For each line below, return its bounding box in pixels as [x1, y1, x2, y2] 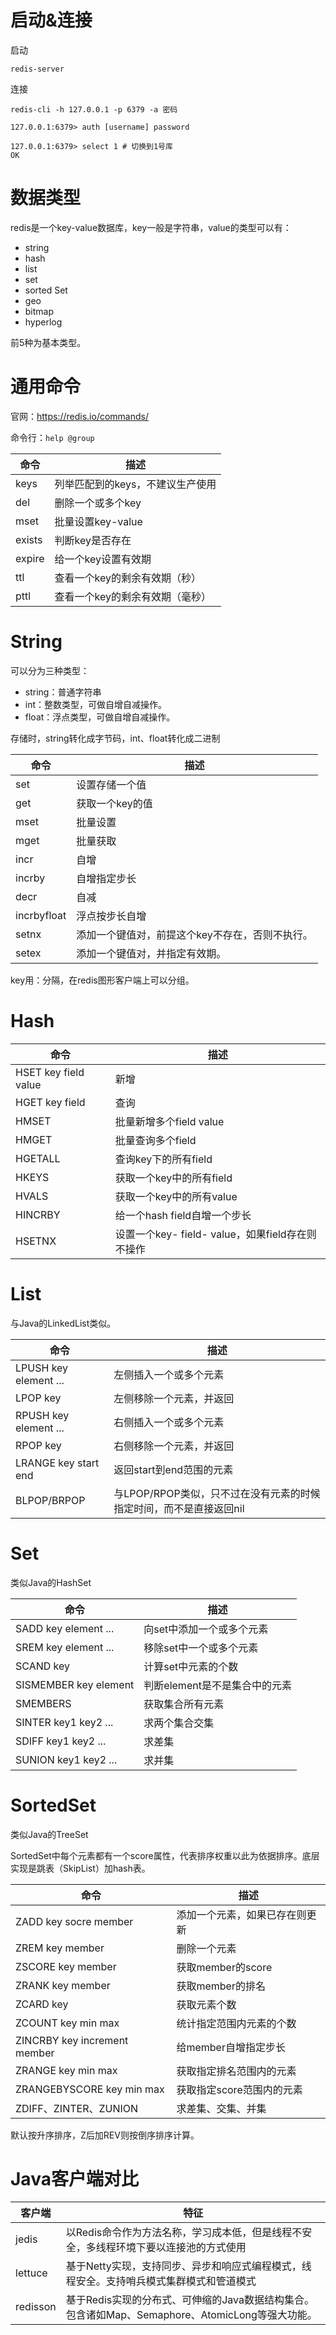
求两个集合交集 [143, 1716, 215, 1730]
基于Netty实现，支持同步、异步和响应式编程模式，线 [65, 2259, 312, 2273]
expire [15, 551, 45, 565]
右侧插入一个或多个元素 [113, 1415, 225, 1429]
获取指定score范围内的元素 [176, 2082, 303, 2096]
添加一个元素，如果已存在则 [176, 1907, 307, 1921]
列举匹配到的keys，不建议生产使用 [54, 477, 217, 491]
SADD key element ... [15, 1621, 115, 1635]
